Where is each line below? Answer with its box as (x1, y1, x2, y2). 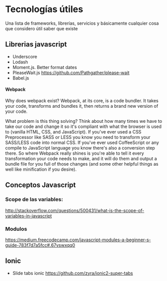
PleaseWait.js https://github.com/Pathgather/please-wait (12, 69, 130, 76)
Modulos (5, 225, 28, 232)
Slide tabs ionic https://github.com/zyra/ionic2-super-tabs (12, 270, 133, 276)
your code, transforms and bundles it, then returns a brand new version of (5, 103, 158, 109)
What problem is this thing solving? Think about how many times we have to (5, 118, 162, 124)
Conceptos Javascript (5, 181, 76, 189)
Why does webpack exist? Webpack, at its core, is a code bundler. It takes (5, 97, 159, 104)
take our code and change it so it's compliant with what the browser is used (5, 123, 162, 129)
